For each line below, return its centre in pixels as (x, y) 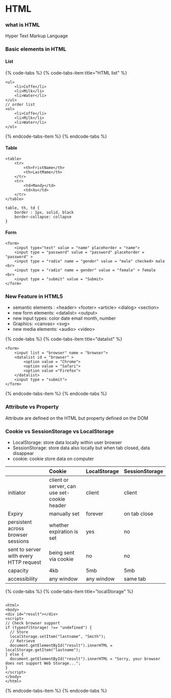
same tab (135, 579)
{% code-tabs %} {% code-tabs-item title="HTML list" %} (66, 73)
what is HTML (23, 25)
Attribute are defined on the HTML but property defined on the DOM (77, 418)
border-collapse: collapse (43, 217)
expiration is (64, 532)
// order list (20, 104)
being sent (62, 552)
